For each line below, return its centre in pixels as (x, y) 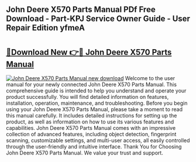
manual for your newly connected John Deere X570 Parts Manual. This (92, 85)
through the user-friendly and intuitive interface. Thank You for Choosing (94, 147)
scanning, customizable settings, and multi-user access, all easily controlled (98, 140)
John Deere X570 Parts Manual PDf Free (81, 10)
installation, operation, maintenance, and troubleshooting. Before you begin (97, 103)
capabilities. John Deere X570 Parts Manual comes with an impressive (91, 128)
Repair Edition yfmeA (45, 28)
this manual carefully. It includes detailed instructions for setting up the (92, 116)
